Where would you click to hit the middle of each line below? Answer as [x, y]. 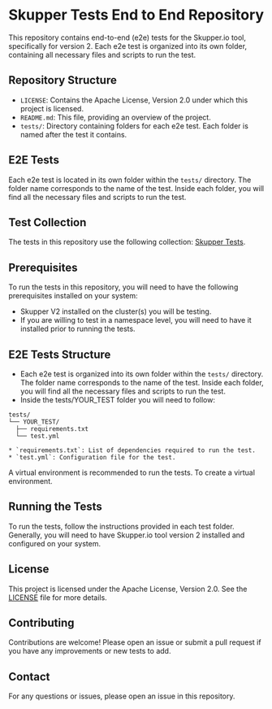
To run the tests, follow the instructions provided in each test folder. [121, 526]
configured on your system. [55, 543]
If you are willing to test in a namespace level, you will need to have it [136, 320]
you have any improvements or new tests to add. [90, 651]
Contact [29, 676]
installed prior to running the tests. [78, 329]
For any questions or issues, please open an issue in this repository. [122, 696]
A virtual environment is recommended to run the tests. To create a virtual [132, 472]
